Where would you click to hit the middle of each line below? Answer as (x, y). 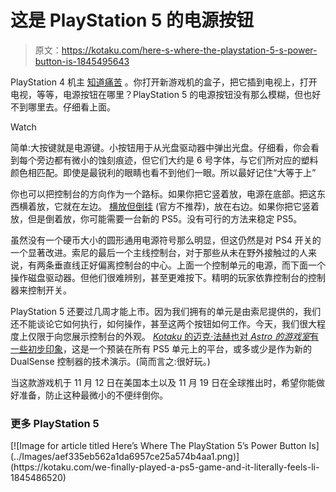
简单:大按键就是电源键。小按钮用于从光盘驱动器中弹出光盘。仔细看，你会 (161, 147)
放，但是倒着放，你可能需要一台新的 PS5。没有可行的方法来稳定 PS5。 (156, 218)
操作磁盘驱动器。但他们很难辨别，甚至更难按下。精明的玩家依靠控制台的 (159, 277)
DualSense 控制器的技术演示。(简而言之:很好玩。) (110, 361)
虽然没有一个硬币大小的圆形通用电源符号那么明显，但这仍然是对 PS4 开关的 (166, 240)
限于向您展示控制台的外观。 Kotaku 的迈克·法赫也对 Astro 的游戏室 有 (178, 336)
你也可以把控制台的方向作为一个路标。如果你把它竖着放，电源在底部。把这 (163, 193)
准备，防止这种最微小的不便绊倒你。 (93, 395)
